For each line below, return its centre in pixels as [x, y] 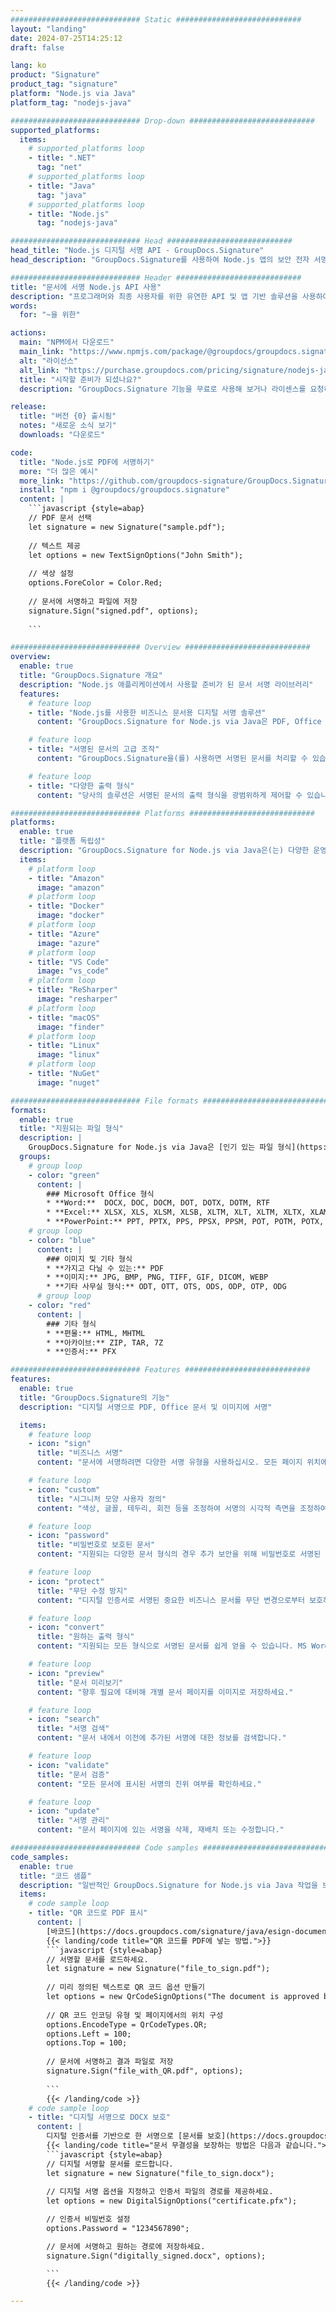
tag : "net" [59, 167]
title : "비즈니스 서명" [80, 1453]
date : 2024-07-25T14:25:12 [66, 38]
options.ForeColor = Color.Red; [95, 583]
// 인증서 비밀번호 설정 [88, 2219]
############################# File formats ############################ [169, 1101]
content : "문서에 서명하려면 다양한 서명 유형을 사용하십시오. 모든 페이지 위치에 [182, 1462]
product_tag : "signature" [64, 84]
